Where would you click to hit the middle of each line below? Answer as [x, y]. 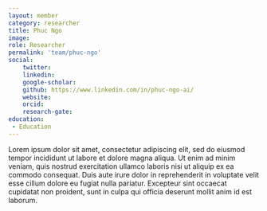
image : [19, 38]
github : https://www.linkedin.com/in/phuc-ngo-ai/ [108, 90]
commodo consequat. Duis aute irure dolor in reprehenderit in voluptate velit [133, 174]
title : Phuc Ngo [35, 30]
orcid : [33, 104]
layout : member [33, 16]
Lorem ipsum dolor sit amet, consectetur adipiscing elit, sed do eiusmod [127, 149]
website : [37, 97]
